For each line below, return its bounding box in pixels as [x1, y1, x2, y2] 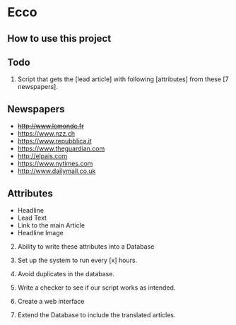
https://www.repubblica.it [17, 137, 92, 146]
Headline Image [17, 229, 64, 237]
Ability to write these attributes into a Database [17, 242, 155, 251]
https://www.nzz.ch [17, 129, 76, 138]
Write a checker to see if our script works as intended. [17, 283, 176, 292]
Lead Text [17, 213, 47, 223]
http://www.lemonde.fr [17, 122, 85, 131]
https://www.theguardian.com [17, 144, 105, 153]
